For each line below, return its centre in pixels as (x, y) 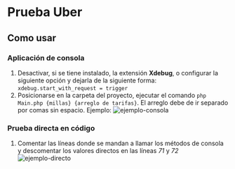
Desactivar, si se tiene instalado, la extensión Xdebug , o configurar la (118, 73)
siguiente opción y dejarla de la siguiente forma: (87, 80)
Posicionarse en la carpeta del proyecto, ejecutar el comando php (112, 95)
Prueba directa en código (51, 128)
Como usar (32, 38)
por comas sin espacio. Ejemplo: (65, 110)
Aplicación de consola (46, 58)
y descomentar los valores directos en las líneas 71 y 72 (98, 151)
